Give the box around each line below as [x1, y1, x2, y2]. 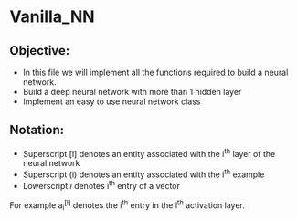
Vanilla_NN [9, 6, 95, 27]
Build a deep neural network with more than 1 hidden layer [22, 87, 242, 97]
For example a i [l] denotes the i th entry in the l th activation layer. [9, 198, 245, 213]
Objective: [9, 43, 70, 58]
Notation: [9, 122, 65, 138]
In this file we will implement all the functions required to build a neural [22, 67, 289, 78]
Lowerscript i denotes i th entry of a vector [22, 179, 180, 191]
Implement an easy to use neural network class [22, 96, 201, 107]
